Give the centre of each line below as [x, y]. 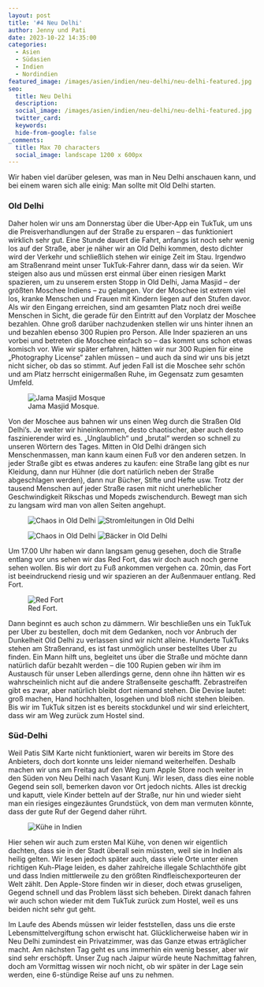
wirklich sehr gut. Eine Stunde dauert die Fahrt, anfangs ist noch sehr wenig [131, 240]
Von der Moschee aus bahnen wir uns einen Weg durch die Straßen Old [125, 421]
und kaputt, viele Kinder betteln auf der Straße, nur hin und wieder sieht [125, 795]
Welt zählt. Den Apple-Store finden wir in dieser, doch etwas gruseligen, [125, 884]
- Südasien [33, 60]
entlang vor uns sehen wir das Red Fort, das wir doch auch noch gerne [123, 559]
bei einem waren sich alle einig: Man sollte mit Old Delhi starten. [112, 185]
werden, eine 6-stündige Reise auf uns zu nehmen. [91, 974]
